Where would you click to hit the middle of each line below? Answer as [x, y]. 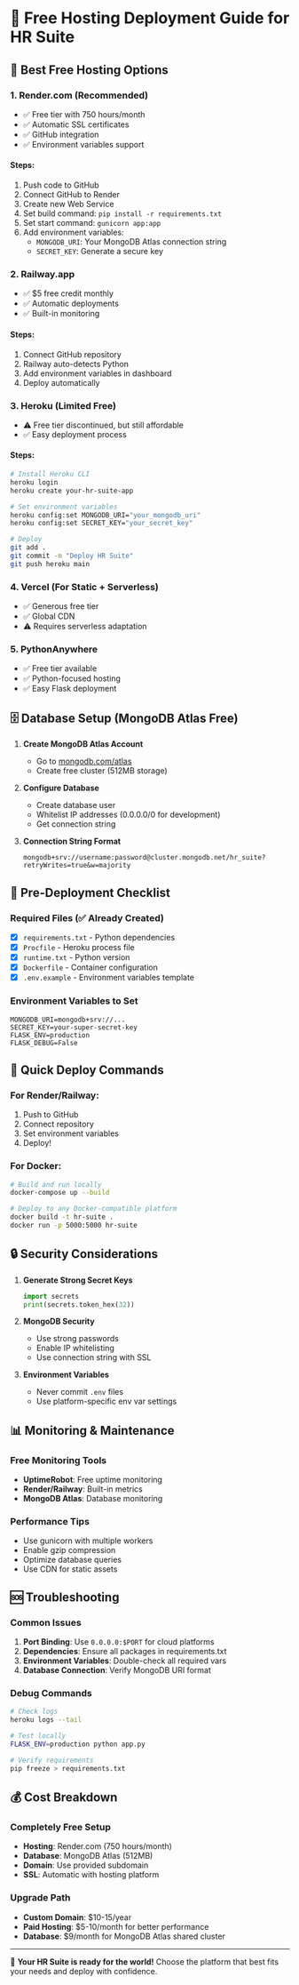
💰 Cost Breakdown [64, 1798]
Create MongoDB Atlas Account [83, 744]
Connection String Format [72, 841]
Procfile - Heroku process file [79, 947]
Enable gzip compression [69, 1550]
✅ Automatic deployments [71, 304]
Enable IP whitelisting [75, 1348]
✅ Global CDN [49, 616]
